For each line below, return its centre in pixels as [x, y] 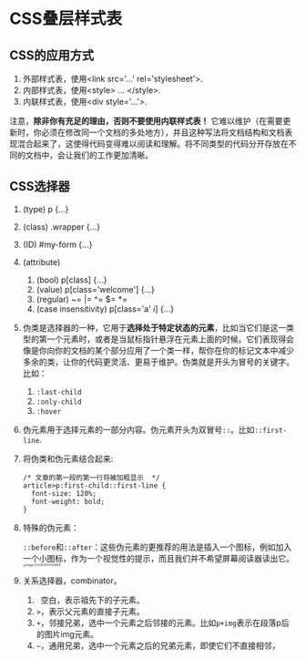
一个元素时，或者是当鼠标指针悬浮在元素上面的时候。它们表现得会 [170, 339]
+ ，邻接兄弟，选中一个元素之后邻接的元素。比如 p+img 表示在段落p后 [163, 623]
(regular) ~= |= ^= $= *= [82, 299]
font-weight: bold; [68, 501]
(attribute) [41, 262]
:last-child [59, 392]
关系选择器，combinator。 [72, 581]
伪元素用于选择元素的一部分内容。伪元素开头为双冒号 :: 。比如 [138, 429]
